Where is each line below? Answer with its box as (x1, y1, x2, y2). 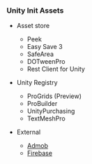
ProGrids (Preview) (26, 92, 82, 100)
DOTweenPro (26, 57, 66, 66)
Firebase (26, 149, 53, 158)
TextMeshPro (26, 114, 66, 123)
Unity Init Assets (6, 6, 64, 15)
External (16, 128, 41, 137)
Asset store (16, 22, 50, 30)
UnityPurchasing (26, 107, 75, 116)
